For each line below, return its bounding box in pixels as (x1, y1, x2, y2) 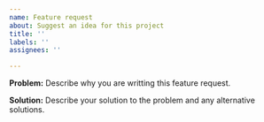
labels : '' (9, 37, 50, 47)
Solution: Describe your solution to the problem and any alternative (9, 95, 255, 106)
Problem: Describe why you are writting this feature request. (9, 78, 231, 88)
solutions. (9, 104, 45, 115)
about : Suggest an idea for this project (9, 21, 165, 30)
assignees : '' (9, 46, 62, 55)
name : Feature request (9, 12, 93, 22)
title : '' (9, 29, 46, 38)
